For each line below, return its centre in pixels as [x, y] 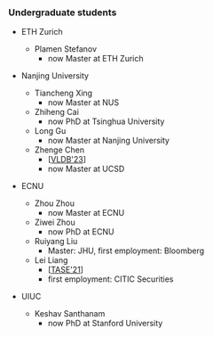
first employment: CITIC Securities [110, 279]
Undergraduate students [63, 12]
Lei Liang [51, 260]
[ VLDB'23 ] [67, 160]
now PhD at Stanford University [105, 324]
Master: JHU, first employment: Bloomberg [126, 251]
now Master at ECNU [86, 213]
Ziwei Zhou [55, 222]
